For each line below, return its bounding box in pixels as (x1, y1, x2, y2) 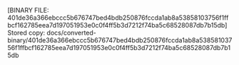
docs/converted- (46, 28, 96, 37)
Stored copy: (7, 28, 46, 37)
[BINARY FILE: (7, 6, 49, 14)
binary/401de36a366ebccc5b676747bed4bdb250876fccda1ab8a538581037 (7, 36, 233, 45)
